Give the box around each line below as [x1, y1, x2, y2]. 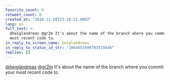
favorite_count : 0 [5, 7, 44, 13]
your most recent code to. [5, 69, 60, 75]
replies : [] [5, 50, 30, 55]
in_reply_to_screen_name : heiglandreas [5, 41, 90, 46]
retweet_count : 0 [5, 12, 42, 17]
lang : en [5, 21, 24, 27]
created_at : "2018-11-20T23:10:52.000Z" [5, 17, 92, 22]
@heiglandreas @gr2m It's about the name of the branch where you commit [5, 64, 164, 70]
